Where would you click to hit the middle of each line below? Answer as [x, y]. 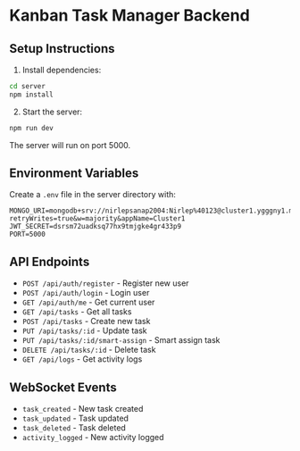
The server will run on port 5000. [70, 145]
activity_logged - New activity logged [93, 438]
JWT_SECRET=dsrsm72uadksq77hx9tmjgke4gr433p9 [95, 227]
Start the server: [52, 112]
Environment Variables [74, 174]
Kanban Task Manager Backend [129, 16]
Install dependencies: [62, 70]
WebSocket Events [63, 387]
